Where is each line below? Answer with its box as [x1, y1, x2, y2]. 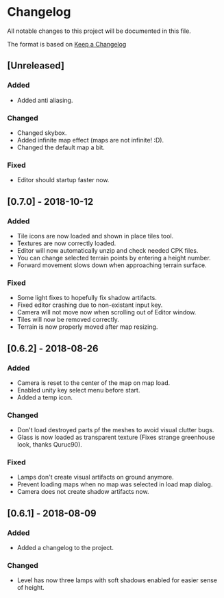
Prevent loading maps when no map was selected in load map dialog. [16, 480, 213, 488]
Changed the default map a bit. [16, 143, 105, 151]
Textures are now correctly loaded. [16, 239, 116, 247]
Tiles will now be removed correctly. [16, 316, 120, 324]
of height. [16, 584, 45, 592]
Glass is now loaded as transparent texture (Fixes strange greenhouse [16, 433, 216, 442]
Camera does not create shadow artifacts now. [16, 488, 149, 496]
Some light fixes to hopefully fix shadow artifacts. [16, 294, 158, 302]
